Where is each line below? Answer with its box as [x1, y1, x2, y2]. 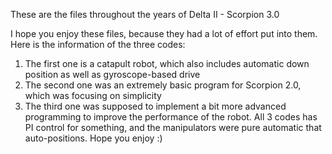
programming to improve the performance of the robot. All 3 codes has [24, 111, 318, 123]
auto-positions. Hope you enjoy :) [24, 132, 163, 144]
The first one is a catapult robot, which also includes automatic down [24, 58, 310, 69]
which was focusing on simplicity [24, 90, 162, 101]
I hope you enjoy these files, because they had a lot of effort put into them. [10, 28, 318, 39]
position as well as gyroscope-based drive [24, 69, 201, 80]
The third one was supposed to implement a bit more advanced [24, 100, 287, 112]
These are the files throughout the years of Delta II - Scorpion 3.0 [10, 9, 280, 20]
